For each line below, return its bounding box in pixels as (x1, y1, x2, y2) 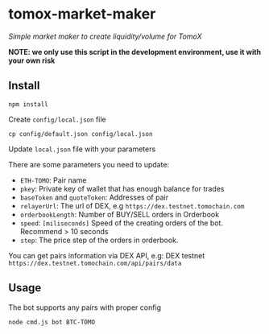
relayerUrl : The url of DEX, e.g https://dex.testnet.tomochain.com (19, 200, 245, 210)
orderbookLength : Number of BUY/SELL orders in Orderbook (19, 209, 220, 219)
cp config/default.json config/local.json (8, 130, 153, 138)
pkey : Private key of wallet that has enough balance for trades (19, 183, 225, 193)
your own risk (8, 56, 56, 65)
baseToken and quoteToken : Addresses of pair (19, 192, 169, 202)
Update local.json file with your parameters (8, 144, 156, 154)
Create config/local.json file (8, 114, 106, 124)
